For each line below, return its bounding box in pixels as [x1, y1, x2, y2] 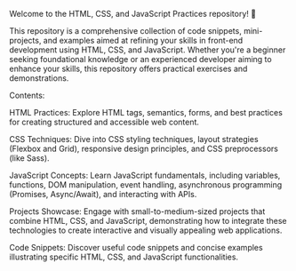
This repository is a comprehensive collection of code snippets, [9, 26, 242, 36]
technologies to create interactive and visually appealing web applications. [9, 225, 283, 235]
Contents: [9, 90, 45, 100]
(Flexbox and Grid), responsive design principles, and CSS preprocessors [9, 143, 278, 154]
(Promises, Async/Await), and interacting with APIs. [9, 189, 197, 199]
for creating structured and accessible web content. [9, 116, 200, 127]
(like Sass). [9, 153, 51, 163]
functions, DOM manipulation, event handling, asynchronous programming [9, 179, 283, 190]
